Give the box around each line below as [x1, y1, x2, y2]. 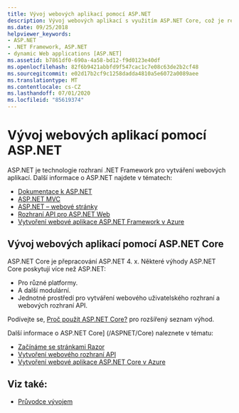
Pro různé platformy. [17, 278, 78, 287]
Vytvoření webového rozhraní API [17, 350, 116, 358]
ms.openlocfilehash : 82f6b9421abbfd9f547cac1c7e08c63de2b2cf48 [7, 63, 199, 70]
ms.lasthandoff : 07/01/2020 [7, 90, 91, 97]
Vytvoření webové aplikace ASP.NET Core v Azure [17, 357, 166, 366]
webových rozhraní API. [17, 300, 87, 310]
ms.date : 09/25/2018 [7, 23, 69, 31]
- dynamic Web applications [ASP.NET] [7, 51, 122, 58]
